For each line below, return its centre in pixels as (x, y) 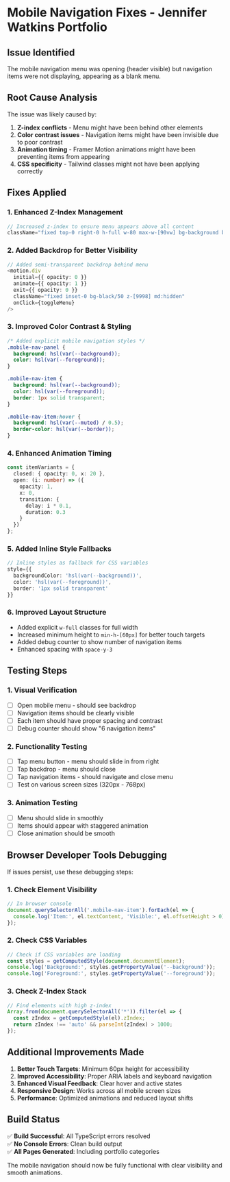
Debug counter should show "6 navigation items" (86, 728)
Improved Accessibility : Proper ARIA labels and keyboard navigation (114, 1076)
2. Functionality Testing (47, 746)
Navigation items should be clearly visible (76, 713)
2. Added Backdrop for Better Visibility (73, 250)
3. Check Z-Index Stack (47, 992)
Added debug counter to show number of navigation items (100, 641)
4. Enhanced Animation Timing (59, 454)
